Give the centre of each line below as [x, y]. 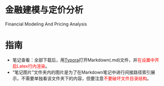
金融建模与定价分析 [44, 10]
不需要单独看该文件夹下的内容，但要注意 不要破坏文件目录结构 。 [86, 78]
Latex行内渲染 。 [33, 66]
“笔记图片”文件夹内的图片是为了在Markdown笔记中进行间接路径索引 [82, 72]
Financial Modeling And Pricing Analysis [46, 24]
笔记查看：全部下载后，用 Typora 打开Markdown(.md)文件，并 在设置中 [83, 60]
